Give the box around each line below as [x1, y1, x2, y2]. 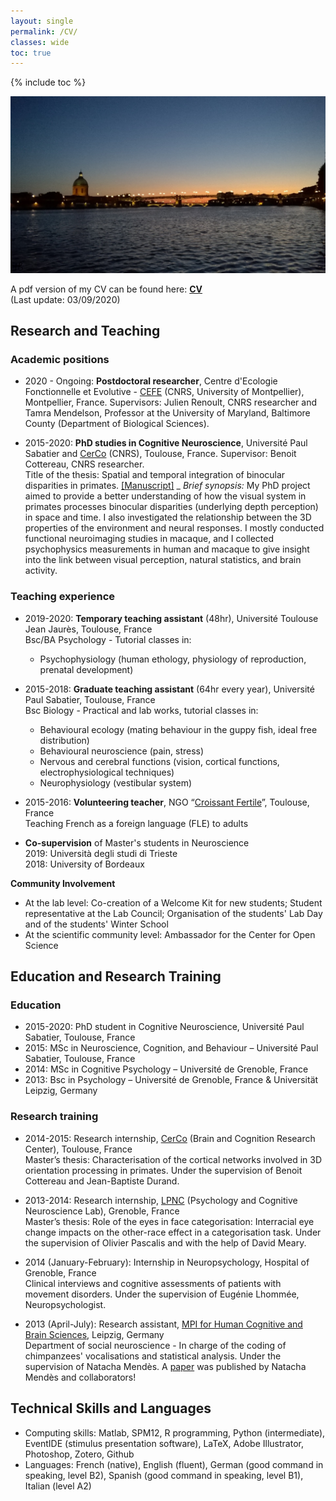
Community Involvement [10, 877, 116, 889]
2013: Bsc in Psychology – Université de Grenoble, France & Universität [24, 1074, 319, 1086]
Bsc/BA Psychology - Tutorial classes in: [24, 633, 192, 645]
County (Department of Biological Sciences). [24, 418, 210, 430]
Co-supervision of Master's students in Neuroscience [24, 836, 250, 849]
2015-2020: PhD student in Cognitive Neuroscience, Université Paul [24, 1021, 305, 1033]
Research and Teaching [10, 323, 161, 340]
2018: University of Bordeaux [24, 858, 145, 870]
